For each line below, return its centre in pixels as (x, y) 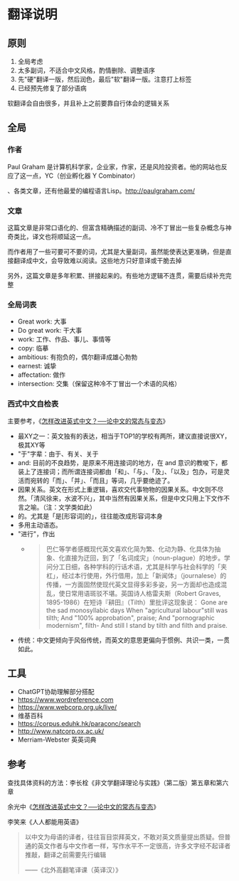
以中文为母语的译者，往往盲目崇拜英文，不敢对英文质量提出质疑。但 (124, 837)
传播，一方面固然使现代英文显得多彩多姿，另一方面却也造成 (133, 584)
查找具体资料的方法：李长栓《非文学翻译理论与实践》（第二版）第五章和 (112, 783)
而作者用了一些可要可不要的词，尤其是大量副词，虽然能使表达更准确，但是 (116, 251)
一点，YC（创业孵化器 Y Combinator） (83, 176)
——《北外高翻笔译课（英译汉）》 (73, 870)
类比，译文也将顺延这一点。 (54, 236)
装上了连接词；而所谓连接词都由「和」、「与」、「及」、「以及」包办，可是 (121, 471)
